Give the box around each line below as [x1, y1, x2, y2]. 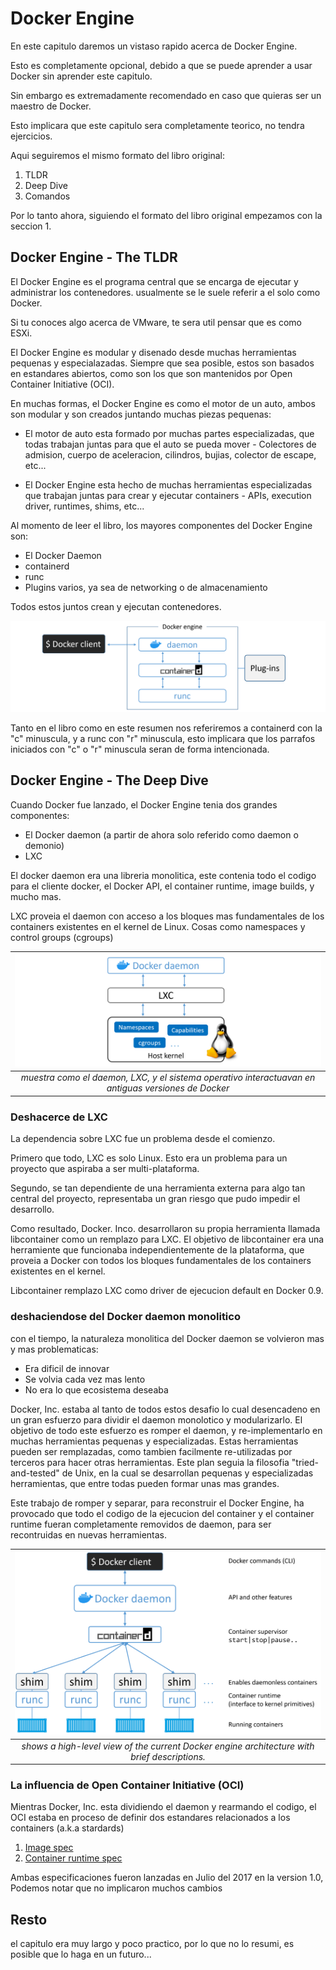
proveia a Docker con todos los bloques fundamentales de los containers [10, 1255, 312, 1267]
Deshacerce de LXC [10, 1110, 108, 1124]
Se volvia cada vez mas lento [24, 1373, 146, 1385]
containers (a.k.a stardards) [10, 1822, 125, 1834]
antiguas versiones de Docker [106, 1082, 230, 1094]
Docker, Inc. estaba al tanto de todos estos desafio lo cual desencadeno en [10, 1403, 321, 1415]
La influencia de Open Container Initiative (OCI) [10, 1778, 245, 1792]
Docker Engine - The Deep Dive [10, 772, 209, 789]
